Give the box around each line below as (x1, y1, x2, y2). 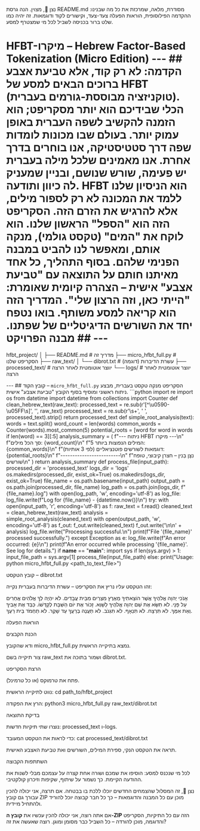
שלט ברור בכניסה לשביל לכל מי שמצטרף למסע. (6, 19, 113, 25)
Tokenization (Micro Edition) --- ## (6, 52, 183, 66)
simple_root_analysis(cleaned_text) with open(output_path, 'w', (6, 515, 161, 523)
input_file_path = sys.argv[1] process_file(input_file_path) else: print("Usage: (6, 553, 194, 560)
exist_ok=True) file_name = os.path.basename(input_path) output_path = (6, 477, 186, 484)
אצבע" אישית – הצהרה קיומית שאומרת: (6, 281, 193, 294)
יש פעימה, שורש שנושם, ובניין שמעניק (6, 166, 187, 180)
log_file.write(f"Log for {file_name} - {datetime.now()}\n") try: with (6, 496, 169, 503)
